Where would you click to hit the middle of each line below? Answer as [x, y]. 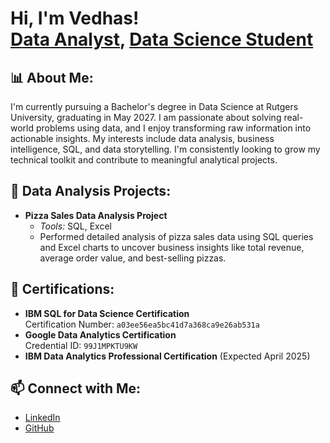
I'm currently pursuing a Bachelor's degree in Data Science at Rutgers [154, 106]
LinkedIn [42, 418]
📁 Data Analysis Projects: [91, 191]
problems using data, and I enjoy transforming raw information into [173, 128]
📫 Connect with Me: [76, 388]
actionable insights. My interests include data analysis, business [142, 138]
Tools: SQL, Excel [75, 226]
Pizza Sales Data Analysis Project [96, 215]
